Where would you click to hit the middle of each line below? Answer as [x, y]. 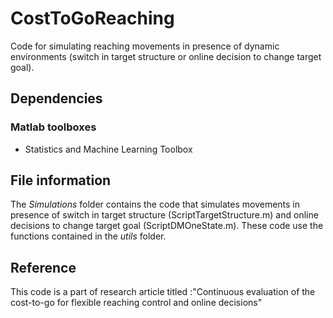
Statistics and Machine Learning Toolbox [108, 149]
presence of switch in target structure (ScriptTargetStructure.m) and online [164, 215]
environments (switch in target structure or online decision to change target [166, 56]
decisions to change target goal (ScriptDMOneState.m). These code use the [167, 226]
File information [61, 180]
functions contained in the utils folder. [88, 236]
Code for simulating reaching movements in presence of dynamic [145, 46]
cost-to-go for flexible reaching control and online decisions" [136, 303]
